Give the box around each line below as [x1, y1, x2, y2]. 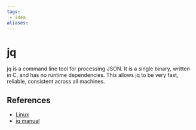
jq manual [15, 117, 40, 125]
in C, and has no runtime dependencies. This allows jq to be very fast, [7, 72, 179, 79]
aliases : [7, 20, 29, 26]
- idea [9, 14, 26, 20]
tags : [7, 8, 20, 15]
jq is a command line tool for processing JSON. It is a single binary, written [7, 65, 191, 72]
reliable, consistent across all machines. [7, 78, 105, 85]
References [7, 95, 51, 105]
